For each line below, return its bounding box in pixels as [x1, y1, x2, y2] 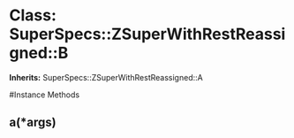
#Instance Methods [9, 89, 80, 100]
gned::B [9, 43, 69, 63]
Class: [9, 5, 57, 26]
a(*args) [9, 115, 57, 130]
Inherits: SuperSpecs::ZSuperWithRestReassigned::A [9, 72, 203, 82]
